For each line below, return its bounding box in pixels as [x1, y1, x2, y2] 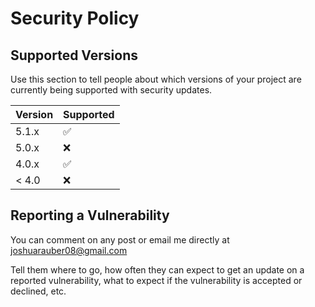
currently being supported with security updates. [10, 84, 213, 96]
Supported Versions [10, 47, 138, 64]
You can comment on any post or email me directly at [10, 233, 230, 246]
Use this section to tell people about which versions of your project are [10, 73, 302, 85]
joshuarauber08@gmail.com [10, 244, 128, 256]
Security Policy [10, 7, 140, 30]
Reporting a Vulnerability [10, 207, 170, 224]
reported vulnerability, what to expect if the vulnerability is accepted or [10, 274, 303, 286]
